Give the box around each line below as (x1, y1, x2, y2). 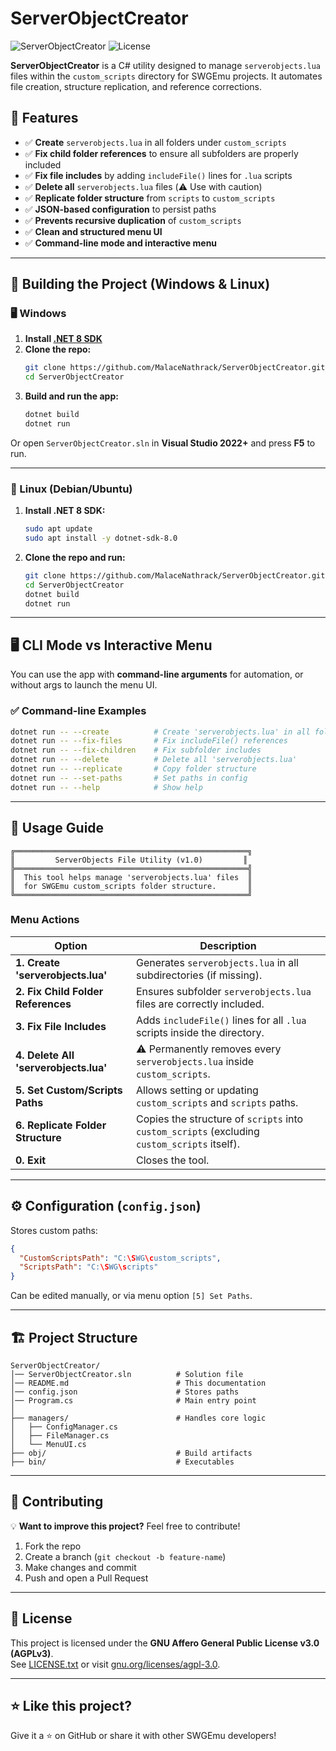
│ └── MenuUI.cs (10, 1439, 87, 1449)
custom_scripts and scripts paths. (135, 1095, 299, 1109)
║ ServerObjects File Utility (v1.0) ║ (10, 855, 248, 865)
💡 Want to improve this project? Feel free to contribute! (10, 1520, 241, 1532)
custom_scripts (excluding (135, 1124, 260, 1138)
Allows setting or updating (135, 1083, 259, 1097)
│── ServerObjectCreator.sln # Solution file (10, 1369, 244, 1379)
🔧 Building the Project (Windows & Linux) (10, 276, 271, 293)
